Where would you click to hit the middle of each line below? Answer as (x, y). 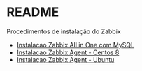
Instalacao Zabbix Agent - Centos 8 (68, 52)
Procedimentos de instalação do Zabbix (64, 31)
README (33, 12)
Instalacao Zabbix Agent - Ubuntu (65, 59)
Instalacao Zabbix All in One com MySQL (75, 45)
